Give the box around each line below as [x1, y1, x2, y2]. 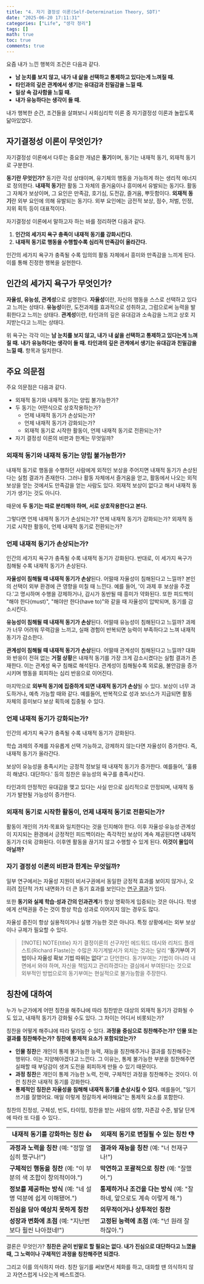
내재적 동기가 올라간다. [6, 750, 60, 757]
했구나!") [22, 1152, 47, 1161]
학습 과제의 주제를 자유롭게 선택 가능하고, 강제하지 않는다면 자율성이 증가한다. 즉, [6, 742, 197, 750]
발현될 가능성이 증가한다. [17, 791, 76, 798]
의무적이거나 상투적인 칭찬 [100, 1205, 171, 1213]
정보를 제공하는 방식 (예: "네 [9, 1185, 85, 1193]
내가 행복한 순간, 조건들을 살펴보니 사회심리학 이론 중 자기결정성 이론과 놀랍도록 [6, 109, 194, 116]
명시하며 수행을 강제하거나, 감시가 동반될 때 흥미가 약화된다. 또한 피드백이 [20, 590, 194, 597]
